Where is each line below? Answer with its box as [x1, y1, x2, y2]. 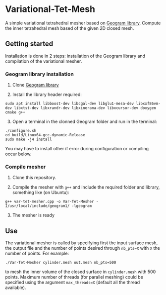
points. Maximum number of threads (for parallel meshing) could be [5, 274, 144, 280]
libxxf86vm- [136, 101, 161, 106]
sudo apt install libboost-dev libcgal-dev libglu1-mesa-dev [5, 101, 134, 106]
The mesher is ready [12, 212, 55, 218]
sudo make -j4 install [5, 137, 52, 142]
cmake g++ [5, 110, 26, 115]
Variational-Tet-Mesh [5, 3, 96, 15]
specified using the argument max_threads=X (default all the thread [5, 280, 140, 286]
